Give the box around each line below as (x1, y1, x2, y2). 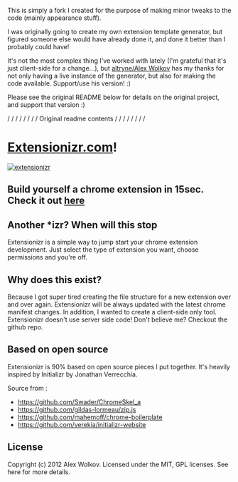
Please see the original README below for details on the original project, (7, 93, 220, 101)
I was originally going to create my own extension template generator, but (7, 28, 222, 36)
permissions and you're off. (7, 253, 87, 262)
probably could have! (7, 43, 70, 51)
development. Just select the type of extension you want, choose (7, 245, 199, 254)
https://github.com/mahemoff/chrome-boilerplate (17, 413, 163, 421)
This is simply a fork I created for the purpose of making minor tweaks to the (7, 6, 232, 14)
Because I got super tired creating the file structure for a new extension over (7, 292, 231, 301)
